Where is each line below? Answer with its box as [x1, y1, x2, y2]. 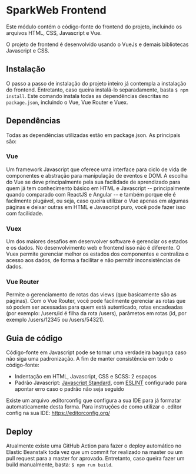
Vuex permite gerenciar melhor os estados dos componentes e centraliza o [6, 250, 189, 257]
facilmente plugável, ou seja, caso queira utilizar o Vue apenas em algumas [6, 197, 189, 204]
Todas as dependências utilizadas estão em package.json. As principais [6, 131, 181, 139]
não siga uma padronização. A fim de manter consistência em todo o [6, 355, 173, 362]
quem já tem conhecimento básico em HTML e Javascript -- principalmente [6, 184, 190, 192]
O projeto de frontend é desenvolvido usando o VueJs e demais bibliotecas [6, 41, 189, 48]
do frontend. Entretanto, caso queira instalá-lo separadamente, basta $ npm [6, 86, 188, 93]
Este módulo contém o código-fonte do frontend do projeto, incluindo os [6, 23, 182, 30]
